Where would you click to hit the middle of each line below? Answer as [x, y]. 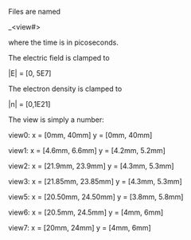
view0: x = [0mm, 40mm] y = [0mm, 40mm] [80, 135]
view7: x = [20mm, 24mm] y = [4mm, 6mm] [80, 228]
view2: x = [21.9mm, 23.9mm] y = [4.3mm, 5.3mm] [91, 166]
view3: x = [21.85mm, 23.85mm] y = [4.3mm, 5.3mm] [95, 181]
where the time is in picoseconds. [64, 42]
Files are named [35, 12]
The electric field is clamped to [59, 58]
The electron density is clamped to [65, 89]
